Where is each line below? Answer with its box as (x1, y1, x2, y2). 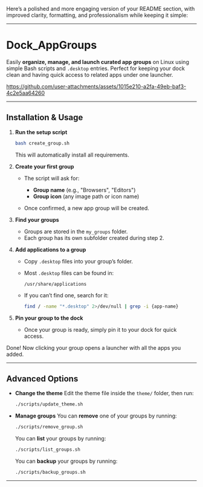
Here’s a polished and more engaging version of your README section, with (6, 5, 195, 12)
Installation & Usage (6, 112, 83, 123)
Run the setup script (14, 128, 68, 135)
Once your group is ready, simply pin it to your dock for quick (24, 326, 177, 333)
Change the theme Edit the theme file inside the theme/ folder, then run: (14, 390, 195, 397)
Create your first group (14, 163, 74, 170)
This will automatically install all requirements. (14, 151, 130, 158)
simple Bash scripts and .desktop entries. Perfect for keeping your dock (6, 65, 185, 72)
